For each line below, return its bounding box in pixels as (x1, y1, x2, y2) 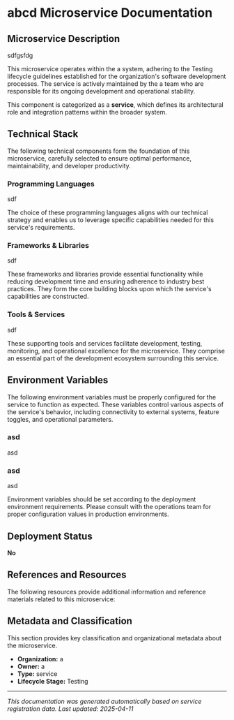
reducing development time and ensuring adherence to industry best (7, 277, 205, 286)
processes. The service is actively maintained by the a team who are (7, 80, 204, 88)
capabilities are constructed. (7, 292, 89, 301)
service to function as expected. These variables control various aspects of (7, 400, 224, 409)
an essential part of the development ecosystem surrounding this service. (7, 354, 219, 362)
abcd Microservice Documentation (7, 5, 213, 21)
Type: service (17, 669, 58, 678)
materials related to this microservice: (7, 595, 116, 603)
